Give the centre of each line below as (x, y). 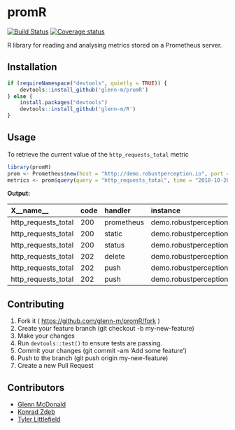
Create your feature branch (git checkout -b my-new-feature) (106, 329)
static (114, 234)
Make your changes (46, 336)
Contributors (36, 388)
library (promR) (29, 167)
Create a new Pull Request (56, 366)
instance (165, 210)
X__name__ (30, 210)
